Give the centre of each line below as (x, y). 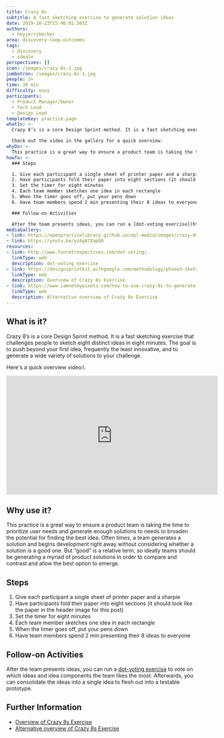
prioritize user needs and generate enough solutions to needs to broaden (97, 531)
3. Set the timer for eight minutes (58, 186)
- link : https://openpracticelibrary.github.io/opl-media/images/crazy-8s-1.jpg (110, 235)
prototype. (19, 688)
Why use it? (29, 510)
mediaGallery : (24, 230)
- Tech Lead (27, 107)
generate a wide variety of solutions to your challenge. (74, 355)
